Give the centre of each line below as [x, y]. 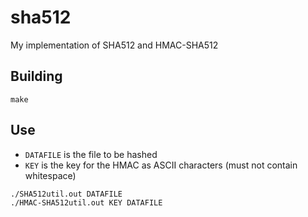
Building [36, 76]
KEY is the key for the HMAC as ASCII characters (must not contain [161, 165]
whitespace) [50, 175]
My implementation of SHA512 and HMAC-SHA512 [114, 45]
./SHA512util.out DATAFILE [66, 194]
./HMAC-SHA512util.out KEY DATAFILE [86, 202]
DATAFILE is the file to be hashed [91, 154]
